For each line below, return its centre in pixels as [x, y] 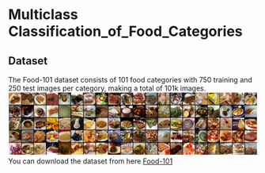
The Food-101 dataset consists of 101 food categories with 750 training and [131, 80]
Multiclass [44, 15]
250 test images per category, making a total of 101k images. [107, 88]
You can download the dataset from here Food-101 [91, 161]
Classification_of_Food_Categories [125, 31]
